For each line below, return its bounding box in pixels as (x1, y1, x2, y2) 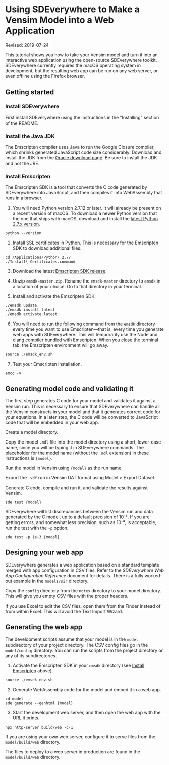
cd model (5, 696, 24, 701)
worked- (144, 572, 162, 578)
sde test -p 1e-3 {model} (5, 535, 60, 540)
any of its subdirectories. (5, 652, 57, 659)
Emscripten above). (12, 667, 53, 674)
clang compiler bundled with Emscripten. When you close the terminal (12, 337, 159, 343)
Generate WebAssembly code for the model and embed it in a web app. (12, 686, 161, 692)
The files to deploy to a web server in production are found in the (5, 748, 140, 755)
